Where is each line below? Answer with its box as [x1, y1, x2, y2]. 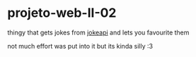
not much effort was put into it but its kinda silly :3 [7, 42, 154, 50]
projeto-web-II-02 [7, 5, 117, 21]
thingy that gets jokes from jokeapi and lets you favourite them [7, 28, 190, 37]
